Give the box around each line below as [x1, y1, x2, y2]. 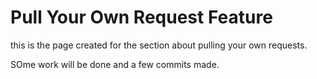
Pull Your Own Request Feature [10, 6, 273, 29]
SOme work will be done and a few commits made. [10, 58, 220, 70]
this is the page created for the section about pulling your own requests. [10, 39, 308, 51]
